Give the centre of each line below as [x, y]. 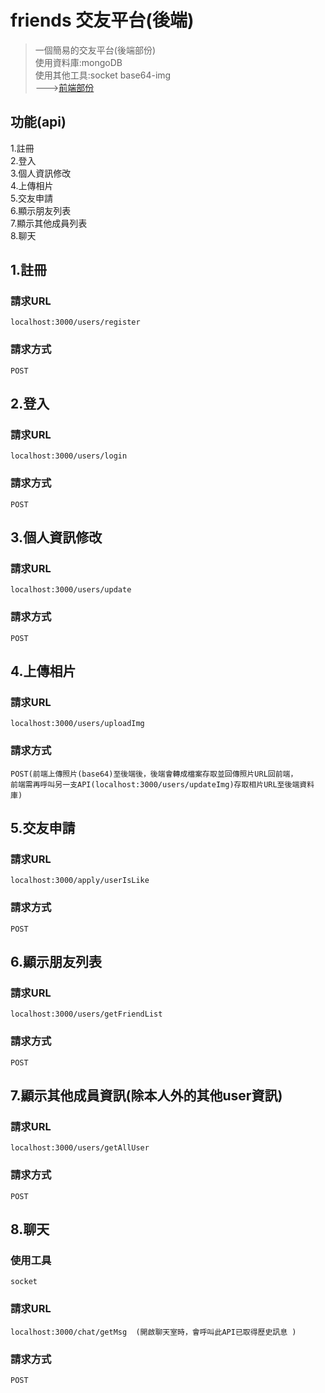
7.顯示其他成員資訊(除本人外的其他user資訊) [146, 1096]
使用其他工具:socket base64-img [103, 75]
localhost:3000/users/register [75, 322]
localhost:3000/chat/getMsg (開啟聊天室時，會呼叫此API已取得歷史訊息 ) [153, 1332]
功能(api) [38, 122]
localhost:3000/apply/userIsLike [80, 881]
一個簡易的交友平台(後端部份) [95, 50]
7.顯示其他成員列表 [49, 223]
